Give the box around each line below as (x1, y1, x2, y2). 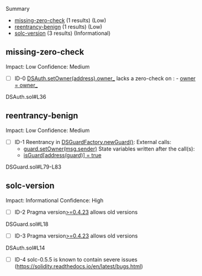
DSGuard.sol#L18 (5, 220, 49, 228)
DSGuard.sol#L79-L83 (5, 163, 62, 171)
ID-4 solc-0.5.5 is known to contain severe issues (14, 256, 138, 263)
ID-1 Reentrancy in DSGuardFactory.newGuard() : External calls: (14, 138, 172, 145)
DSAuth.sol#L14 (5, 244, 45, 251)
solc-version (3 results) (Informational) (14, 30, 111, 37)
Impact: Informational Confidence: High (5, 196, 104, 204)
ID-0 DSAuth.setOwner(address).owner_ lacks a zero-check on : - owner (14, 75, 196, 82)
